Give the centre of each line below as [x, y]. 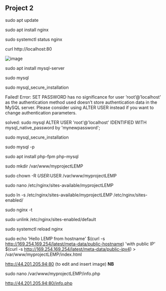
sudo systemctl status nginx [34, 39]
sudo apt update [22, 20]
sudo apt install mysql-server [35, 68]
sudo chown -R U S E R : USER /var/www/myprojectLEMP [61, 175]
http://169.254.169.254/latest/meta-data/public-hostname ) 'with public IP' [80, 244]
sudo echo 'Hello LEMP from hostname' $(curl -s [55, 238]
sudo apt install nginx [27, 30]
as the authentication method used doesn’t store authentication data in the [81, 102]
